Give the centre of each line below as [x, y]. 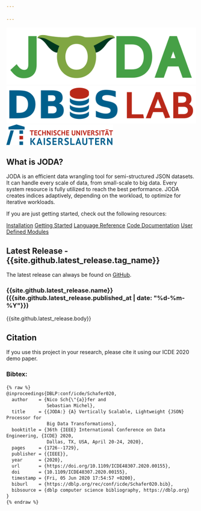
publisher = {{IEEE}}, [40, 454]
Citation [22, 338]
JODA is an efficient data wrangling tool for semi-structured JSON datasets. [100, 176]
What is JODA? [35, 162]
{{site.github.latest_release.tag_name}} [83, 260]
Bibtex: [17, 374]
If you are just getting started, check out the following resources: [87, 214]
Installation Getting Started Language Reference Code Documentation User [100, 226]
